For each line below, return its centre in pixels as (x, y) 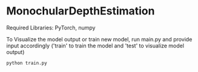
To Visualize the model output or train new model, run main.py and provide (99, 39)
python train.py (27, 63)
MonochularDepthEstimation (81, 11)
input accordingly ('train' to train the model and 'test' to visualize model (95, 46)
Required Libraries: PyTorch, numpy (51, 28)
